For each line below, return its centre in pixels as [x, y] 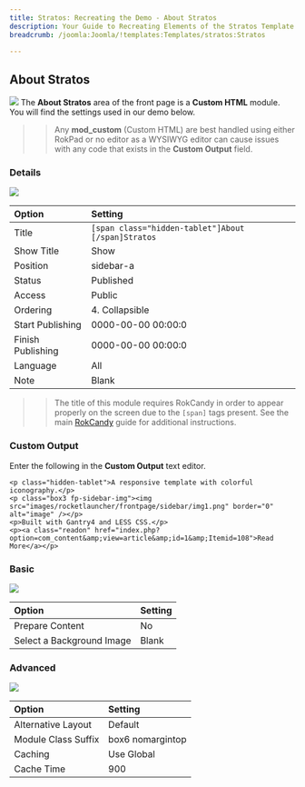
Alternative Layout [53, 725]
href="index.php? [128, 530]
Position [31, 266]
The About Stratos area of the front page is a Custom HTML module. [150, 103]
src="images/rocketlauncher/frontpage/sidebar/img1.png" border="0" [142, 506]
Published [112, 281]
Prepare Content [49, 626]
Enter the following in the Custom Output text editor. [108, 465]
